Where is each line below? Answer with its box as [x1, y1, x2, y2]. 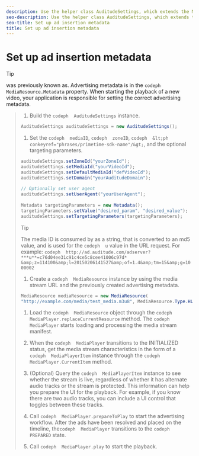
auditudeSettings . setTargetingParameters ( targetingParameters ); [20, 213, 183, 219]
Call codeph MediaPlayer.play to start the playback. [29, 443, 158, 450]
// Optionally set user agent [20, 186, 96, 192]
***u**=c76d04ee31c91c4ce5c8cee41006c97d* [20, 254, 127, 261]
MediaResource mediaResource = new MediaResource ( [20, 293, 149, 299]
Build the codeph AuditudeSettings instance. [29, 112, 140, 119]
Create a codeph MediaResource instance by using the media [29, 275, 178, 282]
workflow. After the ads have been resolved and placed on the [29, 419, 182, 426]
